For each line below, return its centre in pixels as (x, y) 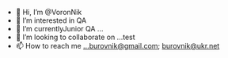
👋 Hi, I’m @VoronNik (49, 12)
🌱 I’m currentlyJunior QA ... (59, 29)
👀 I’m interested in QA (51, 20)
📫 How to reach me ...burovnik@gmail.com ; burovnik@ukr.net (118, 46)
